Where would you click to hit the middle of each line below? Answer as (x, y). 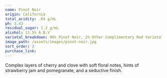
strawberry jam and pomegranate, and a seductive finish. (64, 70)
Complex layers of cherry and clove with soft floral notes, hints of (72, 65)
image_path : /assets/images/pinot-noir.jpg (51, 42)
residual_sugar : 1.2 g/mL (32, 28)
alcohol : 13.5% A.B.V (28, 33)
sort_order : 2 (20, 46)
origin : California (25, 14)
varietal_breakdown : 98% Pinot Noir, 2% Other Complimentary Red (74, 38)
